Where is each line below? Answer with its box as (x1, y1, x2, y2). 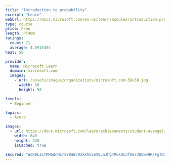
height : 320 (14, 138, 39, 143)
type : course (5, 21, 33, 27)
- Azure (10, 115, 26, 120)
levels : (5, 96, 22, 101)
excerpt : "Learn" (5, 12, 42, 17)
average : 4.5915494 (10, 45, 51, 50)
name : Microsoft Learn (10, 64, 58, 69)
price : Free (5, 26, 30, 31)
